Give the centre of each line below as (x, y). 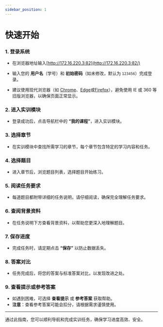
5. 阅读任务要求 (23, 185)
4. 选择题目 (18, 160)
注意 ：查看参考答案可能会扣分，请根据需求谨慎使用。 (65, 305)
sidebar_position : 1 (26, 9)
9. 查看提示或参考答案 (30, 287)
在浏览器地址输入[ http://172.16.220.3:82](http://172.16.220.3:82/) (76, 63)
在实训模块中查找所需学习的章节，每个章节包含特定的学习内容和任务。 (82, 146)
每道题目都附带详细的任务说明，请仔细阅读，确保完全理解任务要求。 (80, 197)
